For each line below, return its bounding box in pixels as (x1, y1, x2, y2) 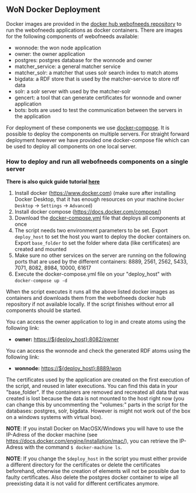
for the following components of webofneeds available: (6, 32, 139, 40)
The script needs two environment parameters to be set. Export (14, 227, 168, 234)
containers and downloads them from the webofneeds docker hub (6, 295, 166, 302)
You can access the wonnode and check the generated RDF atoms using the (6, 347, 191, 354)
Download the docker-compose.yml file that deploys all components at (14, 214, 185, 222)
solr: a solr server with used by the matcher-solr (14, 87, 131, 94)
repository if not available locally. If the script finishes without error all (6, 300, 174, 308)
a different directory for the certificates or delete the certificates (6, 461, 161, 468)
